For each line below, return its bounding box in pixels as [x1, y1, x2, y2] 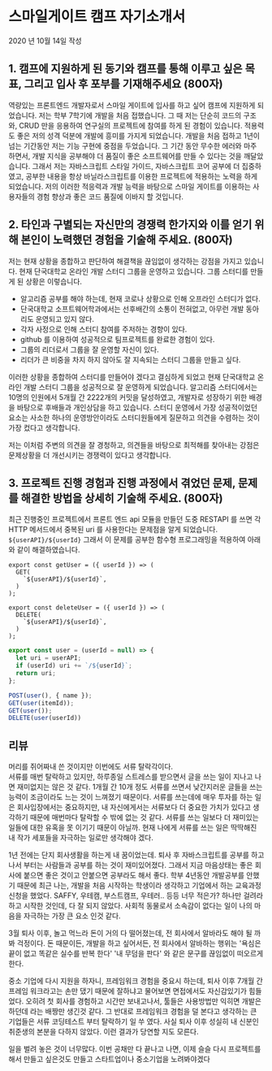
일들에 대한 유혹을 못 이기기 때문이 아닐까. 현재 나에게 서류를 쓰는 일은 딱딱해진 [8, 822, 257, 833]
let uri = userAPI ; [15, 654, 82, 662]
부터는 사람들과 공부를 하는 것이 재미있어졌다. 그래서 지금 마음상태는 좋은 [23, 861, 253, 870]
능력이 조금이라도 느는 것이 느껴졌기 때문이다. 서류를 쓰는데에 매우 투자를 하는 [8, 792, 253, 802]
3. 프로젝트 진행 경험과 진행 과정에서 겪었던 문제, [8, 476, 236, 490]
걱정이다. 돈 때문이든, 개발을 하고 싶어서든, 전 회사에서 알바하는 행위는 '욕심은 [16, 939, 261, 948]
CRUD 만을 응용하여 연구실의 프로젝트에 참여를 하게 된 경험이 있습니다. [19, 120, 243, 130]
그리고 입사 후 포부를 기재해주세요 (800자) [24, 77, 223, 91]
